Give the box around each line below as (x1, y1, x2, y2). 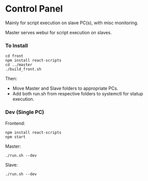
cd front (5, 53, 24, 58)
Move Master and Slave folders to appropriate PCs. (12, 85, 118, 91)
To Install (5, 42, 28, 49)
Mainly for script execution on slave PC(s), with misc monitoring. (5, 20, 139, 26)
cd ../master (5, 63, 33, 68)
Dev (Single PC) (5, 109, 44, 116)
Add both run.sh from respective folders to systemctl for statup (12, 91, 143, 97)
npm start (5, 134, 26, 139)
